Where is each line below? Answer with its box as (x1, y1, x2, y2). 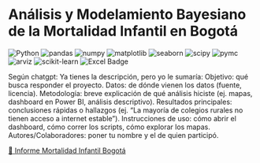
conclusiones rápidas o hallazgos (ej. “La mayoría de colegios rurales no (8, 105, 243, 115)
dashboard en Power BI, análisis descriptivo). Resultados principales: (8, 97, 232, 106)
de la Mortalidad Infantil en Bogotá (8, 22, 239, 40)
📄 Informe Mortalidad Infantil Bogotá (8, 146, 126, 155)
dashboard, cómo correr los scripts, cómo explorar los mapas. (8, 122, 211, 132)
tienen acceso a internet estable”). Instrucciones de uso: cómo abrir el (8, 113, 236, 123)
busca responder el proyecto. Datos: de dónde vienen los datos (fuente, (8, 80, 242, 90)
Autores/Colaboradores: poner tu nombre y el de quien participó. (8, 130, 219, 139)
